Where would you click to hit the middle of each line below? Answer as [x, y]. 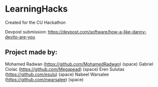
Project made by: [31, 52]
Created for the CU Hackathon [35, 22]
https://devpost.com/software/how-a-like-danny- [97, 32]
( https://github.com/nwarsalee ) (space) [44, 79]
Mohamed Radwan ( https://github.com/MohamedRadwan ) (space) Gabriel [79, 64]
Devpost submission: [26, 32]
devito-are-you [20, 37]
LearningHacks [36, 9]
